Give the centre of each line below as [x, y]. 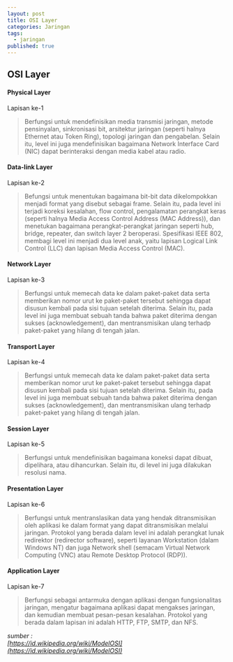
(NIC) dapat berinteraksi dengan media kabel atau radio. [105, 151]
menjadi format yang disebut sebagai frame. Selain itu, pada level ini [122, 203]
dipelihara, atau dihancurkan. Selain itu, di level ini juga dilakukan [118, 465]
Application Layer [33, 571]
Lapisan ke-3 [26, 280]
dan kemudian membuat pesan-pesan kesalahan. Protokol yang [116, 614]
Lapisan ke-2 [26, 182]
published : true [31, 46]
